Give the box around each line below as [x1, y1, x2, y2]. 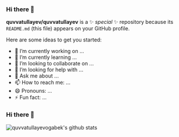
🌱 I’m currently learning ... [14, 54, 77, 61]
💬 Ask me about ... [14, 72, 59, 79]
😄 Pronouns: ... [14, 87, 53, 94]
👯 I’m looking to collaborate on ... [14, 60, 94, 67]
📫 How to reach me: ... [14, 79, 71, 86]
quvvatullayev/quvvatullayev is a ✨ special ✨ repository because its [6, 19, 174, 26]
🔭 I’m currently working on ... [14, 48, 84, 55]
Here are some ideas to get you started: [6, 36, 102, 43]
